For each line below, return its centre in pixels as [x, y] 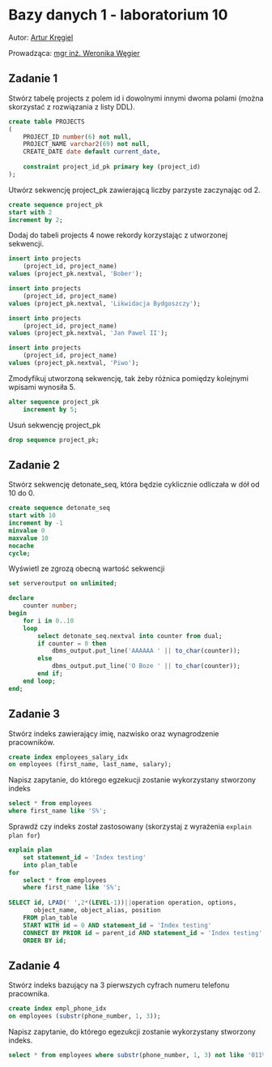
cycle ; [19, 553]
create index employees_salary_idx [68, 757]
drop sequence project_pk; [54, 439]
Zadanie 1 [33, 79]
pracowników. [32, 742]
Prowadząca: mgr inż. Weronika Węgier [74, 53]
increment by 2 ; [36, 220]
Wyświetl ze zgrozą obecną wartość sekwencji [87, 568]
